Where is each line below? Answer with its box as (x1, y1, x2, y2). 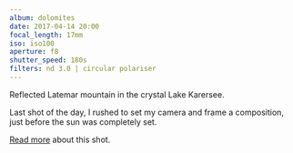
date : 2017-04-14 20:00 (9, 22, 100, 31)
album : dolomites (9, 13, 76, 23)
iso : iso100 (9, 38, 55, 48)
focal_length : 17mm (9, 30, 84, 39)
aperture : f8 (9, 47, 59, 56)
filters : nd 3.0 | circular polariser (9, 65, 157, 74)
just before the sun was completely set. (9, 116, 157, 127)
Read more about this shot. (9, 134, 111, 145)
